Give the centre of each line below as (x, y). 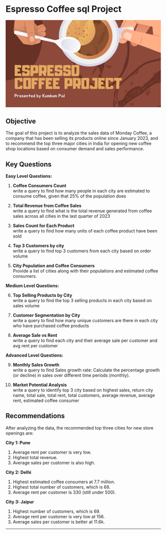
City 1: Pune (18, 442)
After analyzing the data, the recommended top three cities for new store (80, 428)
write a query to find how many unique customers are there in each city (85, 321)
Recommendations (35, 416)
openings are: (20, 433)
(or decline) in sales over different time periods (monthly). (71, 375)
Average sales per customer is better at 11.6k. (59, 522)
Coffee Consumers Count (39, 186)
